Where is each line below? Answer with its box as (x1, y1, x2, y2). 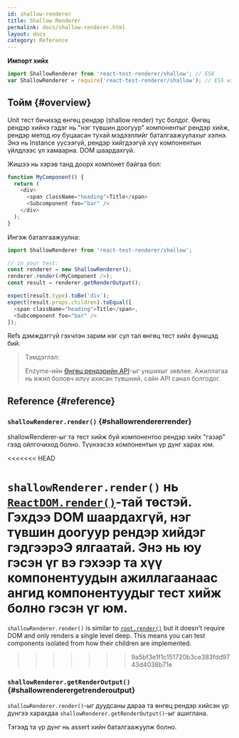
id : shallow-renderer (7, 10, 72, 18)
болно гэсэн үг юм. (7, 600, 128, 617)
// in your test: (7, 260, 59, 267)
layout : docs (7, 30, 46, 38)
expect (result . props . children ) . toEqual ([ (7, 299, 132, 306)
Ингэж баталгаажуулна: (7, 232, 80, 241)
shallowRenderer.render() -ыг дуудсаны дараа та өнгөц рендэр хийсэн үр (7, 702, 229, 710)
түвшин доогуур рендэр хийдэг (7, 525, 206, 540)
